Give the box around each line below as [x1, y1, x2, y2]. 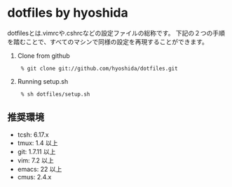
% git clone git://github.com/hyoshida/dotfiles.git [20, 65, 178, 72]
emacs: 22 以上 [17, 165, 62, 173]
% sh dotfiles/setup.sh [20, 91, 90, 98]
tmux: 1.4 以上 [17, 138, 58, 147]
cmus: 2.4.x [17, 172, 52, 181]
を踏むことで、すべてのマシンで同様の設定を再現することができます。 [7, 37, 209, 46]
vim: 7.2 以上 [17, 156, 54, 165]
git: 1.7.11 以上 [17, 147, 56, 156]
